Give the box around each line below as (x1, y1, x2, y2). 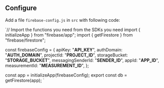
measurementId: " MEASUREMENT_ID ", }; (5, 62, 89, 68)
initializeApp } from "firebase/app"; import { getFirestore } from (5, 32, 133, 38)
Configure (5, 4, 37, 12)
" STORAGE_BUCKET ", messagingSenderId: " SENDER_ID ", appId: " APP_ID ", (5, 57, 159, 63)
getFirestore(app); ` (5, 77, 45, 83)
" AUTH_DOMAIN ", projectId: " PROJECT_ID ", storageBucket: (5, 52, 128, 58)
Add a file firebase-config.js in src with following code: (5, 17, 120, 23)
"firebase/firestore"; (5, 37, 46, 43)
